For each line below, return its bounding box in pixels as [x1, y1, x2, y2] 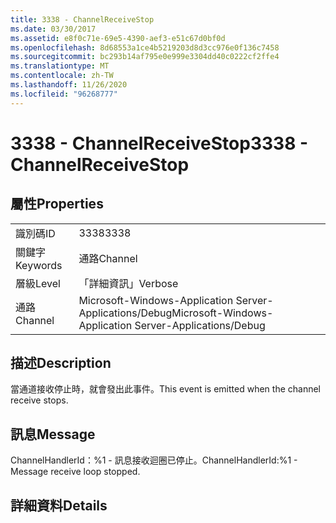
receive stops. [10, 394, 69, 406]
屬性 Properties [10, 196, 104, 213]
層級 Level [15, 276, 61, 290]
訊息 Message [10, 426, 96, 443]
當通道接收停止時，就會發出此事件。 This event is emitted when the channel [10, 383, 321, 395]
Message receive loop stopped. [10, 466, 141, 478]
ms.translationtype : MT [10, 61, 110, 71]
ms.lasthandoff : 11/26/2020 [10, 80, 128, 90]
